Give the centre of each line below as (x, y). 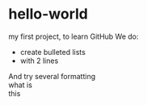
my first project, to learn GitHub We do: (73, 36)
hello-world (48, 14)
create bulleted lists (53, 52)
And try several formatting (52, 76)
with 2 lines (39, 61)
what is (20, 85)
